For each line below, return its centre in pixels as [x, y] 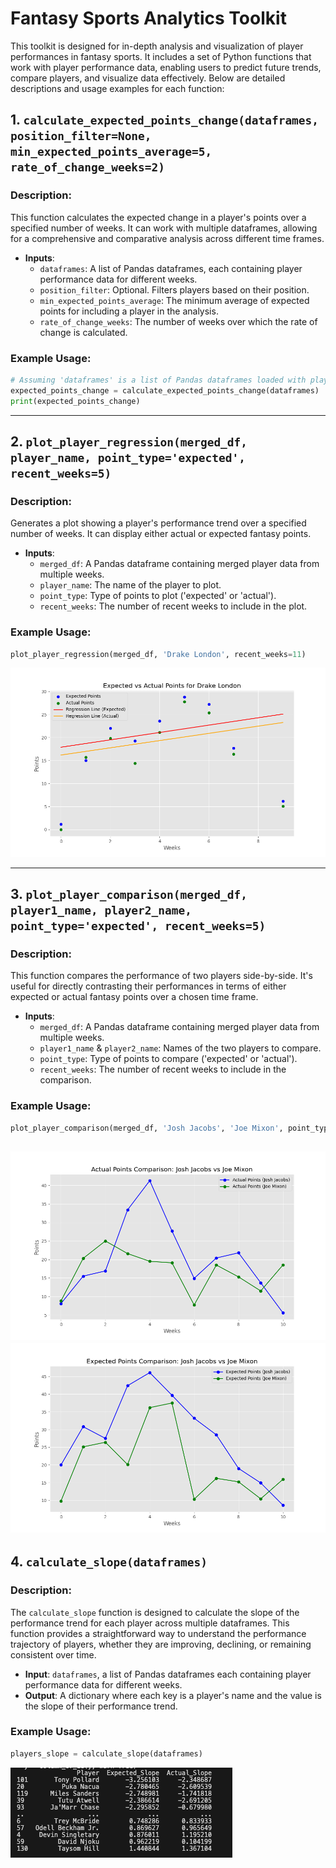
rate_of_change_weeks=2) [88, 167]
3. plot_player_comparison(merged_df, [129, 894]
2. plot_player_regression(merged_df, [129, 441]
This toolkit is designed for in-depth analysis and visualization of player [157, 46]
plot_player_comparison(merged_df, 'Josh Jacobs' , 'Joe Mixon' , [147, 1128]
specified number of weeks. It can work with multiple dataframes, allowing [164, 228]
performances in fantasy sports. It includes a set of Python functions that [161, 56]
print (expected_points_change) [75, 401]
